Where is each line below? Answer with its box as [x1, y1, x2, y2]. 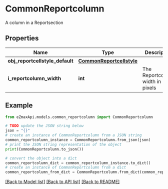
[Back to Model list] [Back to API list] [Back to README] [5, 178, 120, 185]
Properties [5, 34, 39, 42]
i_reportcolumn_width [7, 74, 61, 81]
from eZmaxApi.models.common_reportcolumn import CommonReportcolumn [5, 114, 153, 119]
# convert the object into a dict [5, 155, 77, 160]
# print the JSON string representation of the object [5, 142, 122, 147]
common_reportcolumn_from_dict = [5, 169, 75, 175]
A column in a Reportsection [5, 19, 63, 25]
